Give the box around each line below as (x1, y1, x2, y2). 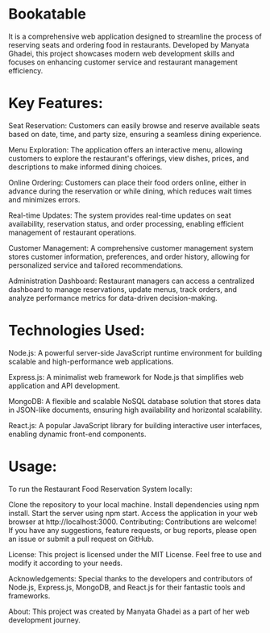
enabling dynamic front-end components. (8, 429, 147, 439)
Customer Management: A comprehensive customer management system (8, 243, 254, 252)
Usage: (8, 457, 58, 476)
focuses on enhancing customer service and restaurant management (8, 57, 238, 67)
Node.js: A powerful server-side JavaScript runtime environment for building (8, 348, 263, 357)
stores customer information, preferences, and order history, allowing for (8, 252, 251, 261)
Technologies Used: (8, 322, 145, 339)
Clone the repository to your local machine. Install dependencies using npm (8, 499, 260, 509)
